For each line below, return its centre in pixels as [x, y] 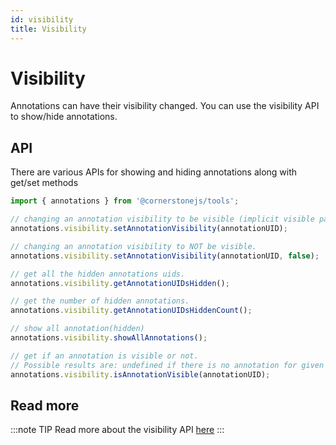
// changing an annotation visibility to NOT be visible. [133, 246]
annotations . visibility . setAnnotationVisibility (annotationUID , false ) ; [165, 256]
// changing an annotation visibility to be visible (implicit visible [162, 219]
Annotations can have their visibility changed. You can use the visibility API [165, 106]
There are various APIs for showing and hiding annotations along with [154, 172]
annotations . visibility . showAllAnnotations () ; [109, 338]
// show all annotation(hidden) [77, 329]
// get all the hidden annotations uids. [98, 274]
